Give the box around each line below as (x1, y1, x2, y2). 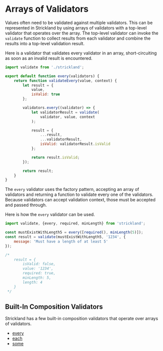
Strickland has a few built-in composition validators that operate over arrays (5, 316, 158, 322)
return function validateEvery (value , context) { (14, 78, 117, 83)
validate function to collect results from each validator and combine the (5, 35, 151, 41)
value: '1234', (23, 266, 54, 271)
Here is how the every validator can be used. (5, 212, 95, 217)
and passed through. (5, 202, 47, 208)
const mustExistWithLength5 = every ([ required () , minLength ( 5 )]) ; (5, 230, 143, 235)
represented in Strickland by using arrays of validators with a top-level (5, 25, 147, 30)
